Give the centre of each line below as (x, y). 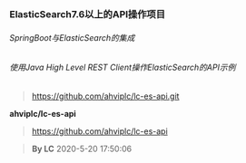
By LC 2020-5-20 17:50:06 (82, 149)
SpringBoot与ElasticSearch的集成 (72, 37)
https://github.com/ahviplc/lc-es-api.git (105, 96)
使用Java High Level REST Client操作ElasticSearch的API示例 (123, 67)
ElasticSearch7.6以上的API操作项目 (88, 14)
